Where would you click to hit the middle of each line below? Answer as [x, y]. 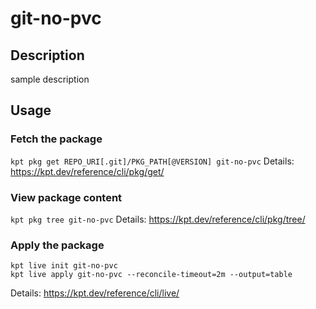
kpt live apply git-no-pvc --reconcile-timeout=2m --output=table [151, 275]
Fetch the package [56, 139]
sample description [50, 79]
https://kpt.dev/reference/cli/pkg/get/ [87, 171]
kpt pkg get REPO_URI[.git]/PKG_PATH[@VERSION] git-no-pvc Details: [152, 161]
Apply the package [57, 245]
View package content [66, 197]
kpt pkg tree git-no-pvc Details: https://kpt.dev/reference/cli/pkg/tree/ [158, 219]
